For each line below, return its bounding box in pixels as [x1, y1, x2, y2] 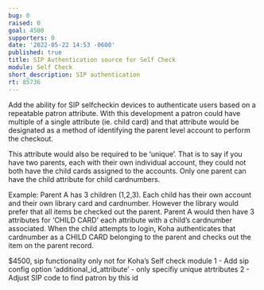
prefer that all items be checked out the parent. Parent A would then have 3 [8, 207, 254, 216]
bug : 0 [8, 11, 30, 20]
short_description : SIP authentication [8, 71, 141, 79]
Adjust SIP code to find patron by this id [8, 273, 139, 282]
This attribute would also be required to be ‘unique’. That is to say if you [8, 149, 243, 159]
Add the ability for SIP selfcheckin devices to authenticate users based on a [8, 100, 256, 110]
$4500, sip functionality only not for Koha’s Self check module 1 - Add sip [8, 256, 249, 265]
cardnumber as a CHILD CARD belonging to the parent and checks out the [8, 232, 252, 242]
